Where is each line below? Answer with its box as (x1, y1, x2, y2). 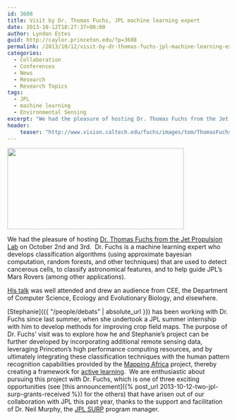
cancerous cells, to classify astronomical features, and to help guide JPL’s (7, 265, 223, 274)
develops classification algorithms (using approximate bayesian (7, 250, 192, 258)
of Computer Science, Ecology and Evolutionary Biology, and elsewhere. (7, 294, 218, 302)
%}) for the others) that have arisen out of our (71, 390, 205, 399)
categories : (7, 50, 42, 57)
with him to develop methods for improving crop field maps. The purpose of (7, 323, 228, 331)
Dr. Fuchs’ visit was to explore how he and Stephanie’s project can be (7, 330, 209, 339)
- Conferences (13, 63, 55, 70)
